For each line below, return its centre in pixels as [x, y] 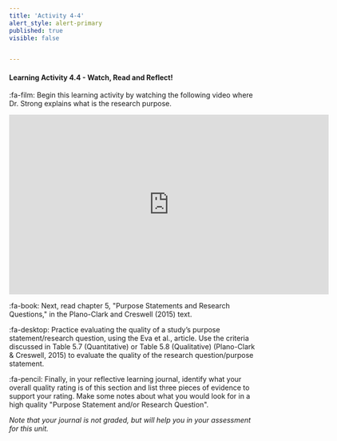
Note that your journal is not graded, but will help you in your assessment [130, 420]
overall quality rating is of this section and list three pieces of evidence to [129, 387]
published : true [36, 30]
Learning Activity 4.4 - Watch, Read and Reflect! [91, 77]
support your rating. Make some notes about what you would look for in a [130, 396]
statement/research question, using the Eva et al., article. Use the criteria [129, 338]
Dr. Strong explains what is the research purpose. [91, 104]
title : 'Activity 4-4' [47, 16]
